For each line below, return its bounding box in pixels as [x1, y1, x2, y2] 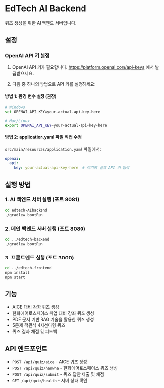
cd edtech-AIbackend [5, 208, 48, 213]
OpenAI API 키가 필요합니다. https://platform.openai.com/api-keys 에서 [12, 64, 154, 70]
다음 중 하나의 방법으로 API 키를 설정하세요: [12, 81, 96, 87]
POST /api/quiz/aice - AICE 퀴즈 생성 [12, 359, 87, 365]
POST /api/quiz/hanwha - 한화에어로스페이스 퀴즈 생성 [12, 365, 118, 371]
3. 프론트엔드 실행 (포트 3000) [5, 254, 74, 261]
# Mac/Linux [5, 118, 30, 123]
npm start [5, 275, 26, 280]
